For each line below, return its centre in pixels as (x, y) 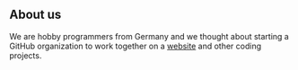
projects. (26, 55)
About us (35, 15)
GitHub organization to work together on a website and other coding (136, 46)
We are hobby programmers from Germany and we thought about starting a (149, 36)
